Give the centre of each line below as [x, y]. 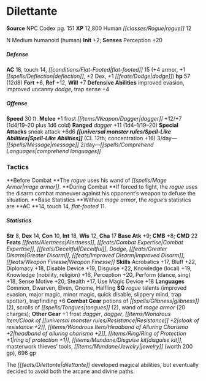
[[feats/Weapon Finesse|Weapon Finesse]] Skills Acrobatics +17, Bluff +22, [101, 262]
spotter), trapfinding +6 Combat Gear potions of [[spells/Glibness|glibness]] [103, 301]
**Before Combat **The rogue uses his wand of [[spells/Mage [87, 180]
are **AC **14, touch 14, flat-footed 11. [56, 206]
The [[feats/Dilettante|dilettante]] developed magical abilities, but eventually [103, 365]
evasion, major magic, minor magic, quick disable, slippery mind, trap [94, 295]
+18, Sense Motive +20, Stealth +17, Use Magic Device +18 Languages [96, 281]
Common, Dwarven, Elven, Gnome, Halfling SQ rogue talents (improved [97, 288]
